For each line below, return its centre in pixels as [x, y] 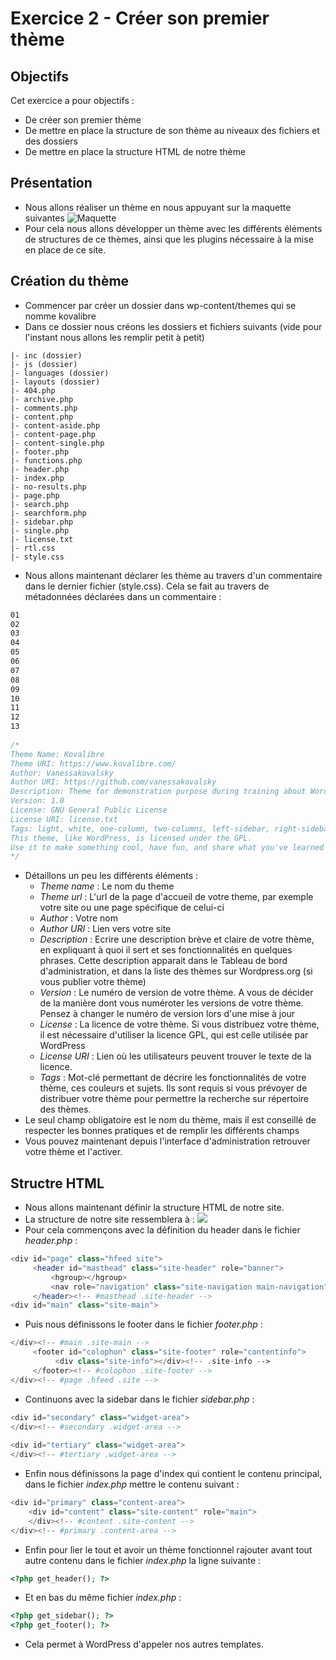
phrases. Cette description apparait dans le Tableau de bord [163, 961]
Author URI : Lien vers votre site [105, 929]
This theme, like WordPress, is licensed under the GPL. [131, 838]
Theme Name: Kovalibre [57, 754]
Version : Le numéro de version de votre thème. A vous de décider [176, 993]
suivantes [44, 218]
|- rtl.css [33, 548]
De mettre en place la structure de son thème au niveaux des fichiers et [172, 130]
